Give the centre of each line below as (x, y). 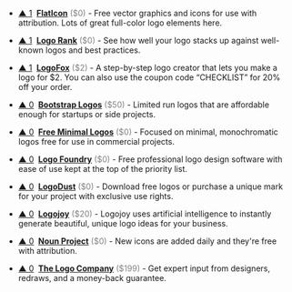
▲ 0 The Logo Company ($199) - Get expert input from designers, (144, 268)
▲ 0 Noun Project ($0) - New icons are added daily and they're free (147, 241)
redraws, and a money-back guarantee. (92, 278)
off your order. (45, 87)
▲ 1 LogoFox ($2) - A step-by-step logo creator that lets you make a (147, 68)
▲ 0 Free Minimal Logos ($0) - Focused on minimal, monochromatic (148, 132)
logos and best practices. (93, 50)
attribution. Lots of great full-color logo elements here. (120, 23)
